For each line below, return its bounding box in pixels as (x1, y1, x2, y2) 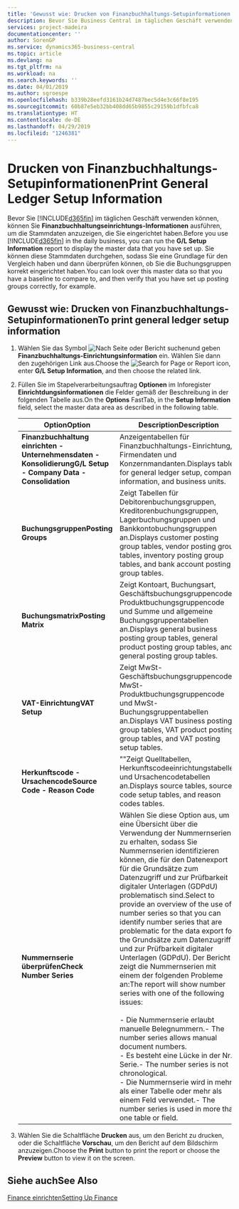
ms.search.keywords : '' (7, 76, 78, 84)
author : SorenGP (7, 37, 55, 44)
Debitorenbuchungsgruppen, (119, 497, 217, 507)
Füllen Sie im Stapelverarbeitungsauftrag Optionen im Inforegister (17, 380, 211, 389)
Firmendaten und (119, 450, 177, 460)
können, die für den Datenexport (119, 855, 228, 865)
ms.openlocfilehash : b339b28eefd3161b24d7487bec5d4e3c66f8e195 (7, 97, 199, 104)
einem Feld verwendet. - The (119, 1095, 216, 1105)
